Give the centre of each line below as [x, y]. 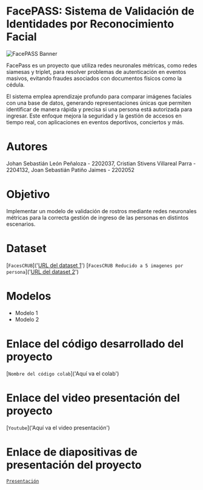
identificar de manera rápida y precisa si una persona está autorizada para [99, 109]
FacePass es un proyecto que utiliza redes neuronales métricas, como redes [102, 65]
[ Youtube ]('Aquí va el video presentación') [58, 428]
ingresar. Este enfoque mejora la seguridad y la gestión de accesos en [94, 116]
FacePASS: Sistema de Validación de [101, 11]
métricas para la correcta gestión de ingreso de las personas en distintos [98, 217]
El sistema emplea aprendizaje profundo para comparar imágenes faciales [99, 96]
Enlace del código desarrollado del [95, 344]
